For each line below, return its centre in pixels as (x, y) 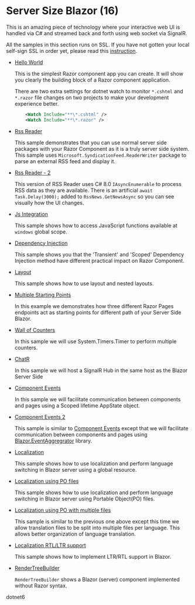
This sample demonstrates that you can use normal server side (90, 143)
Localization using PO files (47, 481)
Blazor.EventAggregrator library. (53, 441)
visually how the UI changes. (49, 202)
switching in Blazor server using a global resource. (76, 469)
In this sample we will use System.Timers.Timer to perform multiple (95, 341)
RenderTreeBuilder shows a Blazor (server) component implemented (97, 579)
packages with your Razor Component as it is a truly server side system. (102, 148)
